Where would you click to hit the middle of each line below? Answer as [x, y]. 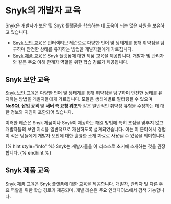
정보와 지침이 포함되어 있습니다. [42, 112]
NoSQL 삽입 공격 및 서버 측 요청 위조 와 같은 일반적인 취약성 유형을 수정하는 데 [82, 106]
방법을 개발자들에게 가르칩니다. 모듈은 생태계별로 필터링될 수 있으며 [86, 99]
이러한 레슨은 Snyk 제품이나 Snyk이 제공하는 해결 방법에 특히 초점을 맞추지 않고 [84, 122]
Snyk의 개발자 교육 [43, 10]
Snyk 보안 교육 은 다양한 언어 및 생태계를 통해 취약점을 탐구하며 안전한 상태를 [81, 93]
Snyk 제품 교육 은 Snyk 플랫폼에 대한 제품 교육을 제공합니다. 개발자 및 [81, 55]
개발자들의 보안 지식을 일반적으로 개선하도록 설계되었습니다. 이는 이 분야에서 [81, 129]
